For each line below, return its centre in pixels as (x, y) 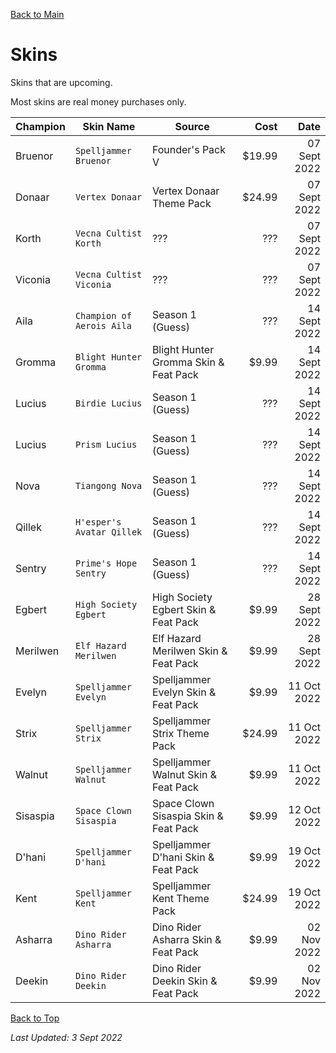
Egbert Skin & (184, 609)
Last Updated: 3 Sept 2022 (66, 1037)
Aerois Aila (103, 325)
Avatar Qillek (108, 532)
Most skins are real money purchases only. (98, 101)
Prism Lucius (106, 444)
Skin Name (109, 126)
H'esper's (98, 522)
